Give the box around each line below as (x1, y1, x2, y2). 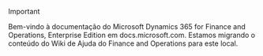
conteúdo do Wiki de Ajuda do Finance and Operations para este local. (8, 39, 239, 48)
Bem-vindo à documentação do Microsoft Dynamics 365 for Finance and (8, 22, 246, 31)
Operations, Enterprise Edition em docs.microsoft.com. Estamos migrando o (8, 31, 255, 39)
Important (8, 7, 40, 16)
